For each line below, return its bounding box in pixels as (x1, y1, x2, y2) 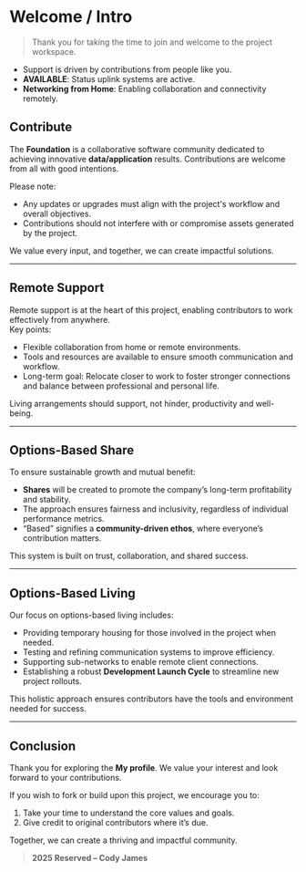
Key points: (9, 324, 52, 335)
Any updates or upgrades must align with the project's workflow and (22, 198, 280, 209)
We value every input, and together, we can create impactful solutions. (9, 244, 275, 256)
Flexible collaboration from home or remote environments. (22, 341, 241, 352)
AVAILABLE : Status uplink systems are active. (22, 73, 196, 84)
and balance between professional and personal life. (22, 380, 220, 391)
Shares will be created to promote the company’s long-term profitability (22, 484, 292, 495)
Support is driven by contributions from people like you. (22, 64, 232, 75)
